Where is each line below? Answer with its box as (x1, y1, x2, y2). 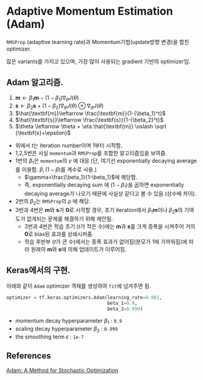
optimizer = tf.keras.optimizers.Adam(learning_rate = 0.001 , (6, 294, 163, 301)
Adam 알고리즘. (6, 78, 64, 88)
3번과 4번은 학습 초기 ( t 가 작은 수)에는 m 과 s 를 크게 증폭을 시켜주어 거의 (24, 222, 196, 230)
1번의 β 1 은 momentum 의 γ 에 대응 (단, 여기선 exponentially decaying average (15, 157, 197, 166)
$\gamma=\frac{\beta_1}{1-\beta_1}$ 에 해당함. (24, 174, 138, 181)
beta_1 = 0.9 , (107, 301, 138, 307)
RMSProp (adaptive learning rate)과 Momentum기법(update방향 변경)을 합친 (6, 38, 190, 45)
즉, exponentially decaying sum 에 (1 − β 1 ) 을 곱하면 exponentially (24, 181, 184, 190)
